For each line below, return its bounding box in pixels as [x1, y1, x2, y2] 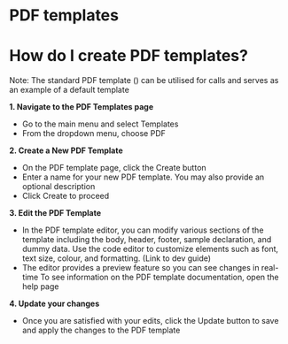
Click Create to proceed [21, 191, 110, 202]
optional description [21, 181, 96, 192]
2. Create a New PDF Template [9, 145, 123, 156]
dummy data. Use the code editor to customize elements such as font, [21, 244, 279, 255]
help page [21, 281, 59, 292]
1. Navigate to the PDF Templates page [9, 102, 153, 112]
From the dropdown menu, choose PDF [21, 128, 167, 139]
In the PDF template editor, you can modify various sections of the [21, 225, 264, 235]
